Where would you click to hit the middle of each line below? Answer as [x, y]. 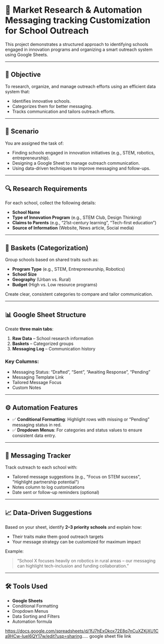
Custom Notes [27, 387]
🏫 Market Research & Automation [74, 10]
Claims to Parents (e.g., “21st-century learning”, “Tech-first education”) [84, 223]
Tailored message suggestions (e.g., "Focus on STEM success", [76, 476]
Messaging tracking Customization [78, 20]
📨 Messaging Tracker [38, 456]
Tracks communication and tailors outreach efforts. [64, 111]
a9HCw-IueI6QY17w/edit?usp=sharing [44, 636]
